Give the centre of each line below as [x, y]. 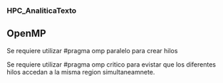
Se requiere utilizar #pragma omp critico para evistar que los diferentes [111, 64]
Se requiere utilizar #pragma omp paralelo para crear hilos [92, 50]
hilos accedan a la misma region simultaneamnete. [81, 72]
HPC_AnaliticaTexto [42, 11]
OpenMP [27, 34]
